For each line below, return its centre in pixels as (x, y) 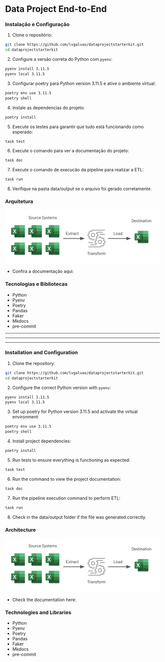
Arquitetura (19, 201)
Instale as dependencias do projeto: (48, 108)
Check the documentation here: (44, 600)
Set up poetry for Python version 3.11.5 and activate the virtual (75, 412)
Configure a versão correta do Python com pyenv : (62, 59)
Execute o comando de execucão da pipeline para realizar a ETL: (78, 170)
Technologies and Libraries (38, 612)
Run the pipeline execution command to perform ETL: (66, 498)
